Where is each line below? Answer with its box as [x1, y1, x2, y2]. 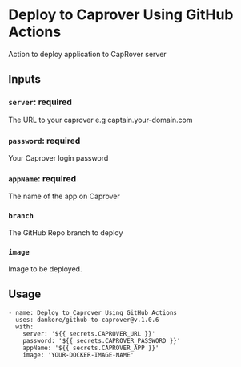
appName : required [8, 173, 77, 184]
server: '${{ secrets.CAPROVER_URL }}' [22, 329, 156, 338]
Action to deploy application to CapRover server [8, 49, 167, 59]
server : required [8, 96, 72, 108]
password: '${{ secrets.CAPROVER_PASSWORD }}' [22, 336, 181, 345]
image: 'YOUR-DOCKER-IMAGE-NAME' [22, 351, 135, 359]
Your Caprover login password [8, 153, 109, 162]
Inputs [8, 72, 42, 86]
